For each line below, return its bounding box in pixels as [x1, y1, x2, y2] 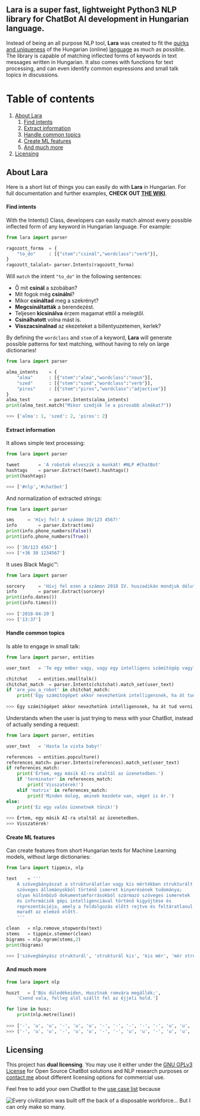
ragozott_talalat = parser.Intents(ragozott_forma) [6, 262, 135, 268]
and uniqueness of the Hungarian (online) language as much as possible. [6, 45, 186, 53]
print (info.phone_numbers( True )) [6, 533, 89, 540]
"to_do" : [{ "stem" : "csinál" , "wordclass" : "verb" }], [17, 251, 159, 257]
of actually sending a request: [6, 721, 79, 728]
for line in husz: [6, 1006, 52, 1013]
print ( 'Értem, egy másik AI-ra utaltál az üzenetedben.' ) [17, 771, 164, 777]
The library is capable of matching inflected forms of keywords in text [6, 52, 177, 59]
